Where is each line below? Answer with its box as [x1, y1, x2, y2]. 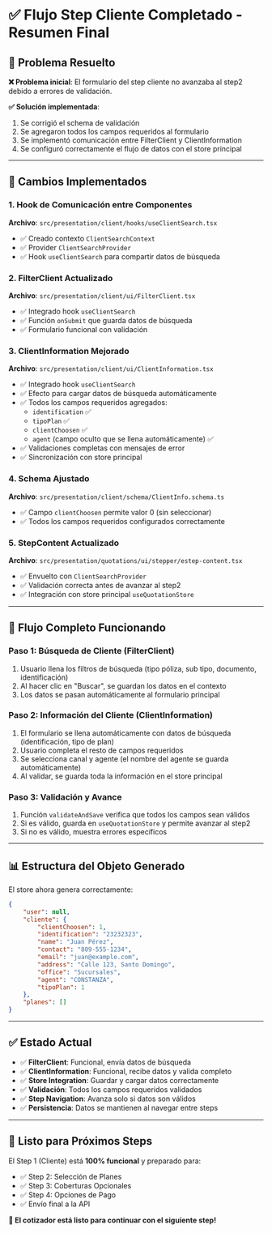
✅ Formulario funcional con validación [19, 324, 148, 334]
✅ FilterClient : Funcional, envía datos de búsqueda [19, 1057, 192, 1067]
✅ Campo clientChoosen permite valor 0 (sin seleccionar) [19, 507, 212, 517]
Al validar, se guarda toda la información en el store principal [19, 771, 223, 781]
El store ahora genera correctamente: [8, 885, 134, 894]
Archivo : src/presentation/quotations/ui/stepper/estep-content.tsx [8, 555, 243, 565]
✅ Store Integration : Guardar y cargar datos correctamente [19, 1075, 219, 1085]
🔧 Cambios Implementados [8, 175, 147, 189]
